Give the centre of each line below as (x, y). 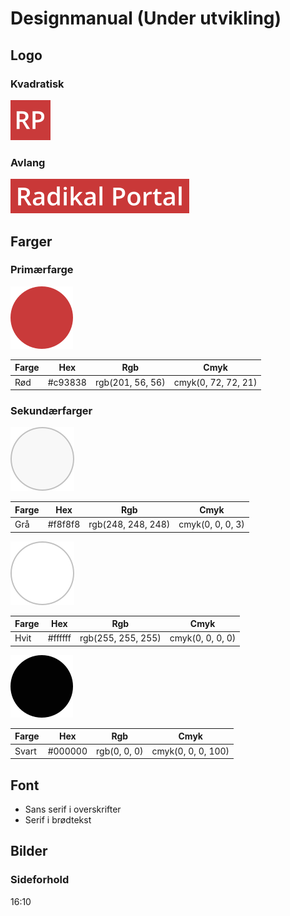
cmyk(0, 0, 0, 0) (203, 638)
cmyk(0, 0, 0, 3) (211, 524)
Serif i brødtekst (58, 819)
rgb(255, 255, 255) (120, 638)
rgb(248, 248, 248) (129, 524)
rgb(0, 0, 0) (120, 751)
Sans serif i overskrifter (73, 809)
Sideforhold (40, 880)
